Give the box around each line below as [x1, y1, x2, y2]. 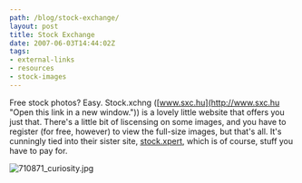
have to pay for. [9, 145, 68, 156]
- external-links [9, 55, 75, 64]
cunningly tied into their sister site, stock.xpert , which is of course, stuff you [9, 135, 294, 146]
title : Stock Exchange [9, 30, 95, 39]
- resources [9, 64, 54, 73]
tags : [9, 47, 30, 56]
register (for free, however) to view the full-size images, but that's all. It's [9, 126, 282, 137]
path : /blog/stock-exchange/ [9, 13, 120, 23]
